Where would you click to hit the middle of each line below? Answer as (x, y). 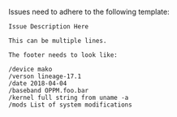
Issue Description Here (49, 27)
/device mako (30, 69)
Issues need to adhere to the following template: (89, 12)
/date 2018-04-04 (38, 84)
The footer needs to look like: (63, 55)
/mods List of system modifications (70, 105)
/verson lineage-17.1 (45, 76)
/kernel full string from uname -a (69, 97)
